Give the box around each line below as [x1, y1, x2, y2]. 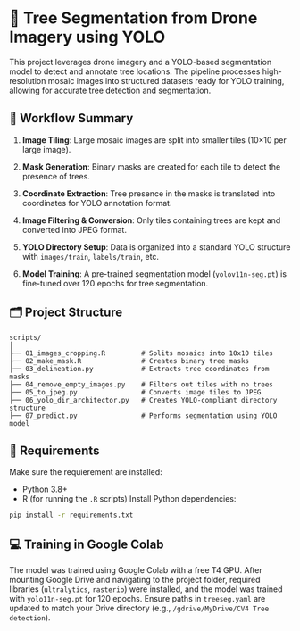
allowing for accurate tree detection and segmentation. [9, 85, 212, 95]
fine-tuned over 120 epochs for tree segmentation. [21, 278, 209, 288]
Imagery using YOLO [9, 27, 166, 47]
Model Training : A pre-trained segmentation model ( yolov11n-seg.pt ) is [21, 268, 287, 279]
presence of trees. [21, 170, 91, 181]
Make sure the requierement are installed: [9, 467, 162, 477]
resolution [9, 75, 46, 86]
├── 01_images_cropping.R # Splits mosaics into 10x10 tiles [9, 348, 274, 358]
